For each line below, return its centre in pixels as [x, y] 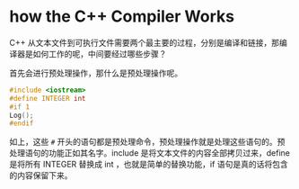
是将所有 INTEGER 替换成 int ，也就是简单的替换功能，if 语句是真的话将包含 [149, 165]
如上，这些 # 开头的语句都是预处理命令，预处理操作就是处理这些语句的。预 [147, 142]
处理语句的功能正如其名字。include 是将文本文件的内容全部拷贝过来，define [149, 153]
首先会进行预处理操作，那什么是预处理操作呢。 [96, 73]
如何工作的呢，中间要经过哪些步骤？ [100, 54]
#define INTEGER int [48, 98]
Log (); [22, 115]
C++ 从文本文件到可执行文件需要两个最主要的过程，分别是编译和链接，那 [145, 42]
